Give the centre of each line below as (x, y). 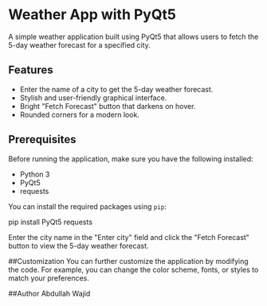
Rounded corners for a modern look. (79, 114)
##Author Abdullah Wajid (49, 293)
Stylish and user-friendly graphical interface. (93, 98)
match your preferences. (49, 278)
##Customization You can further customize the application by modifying (128, 261)
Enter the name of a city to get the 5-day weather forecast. (116, 89)
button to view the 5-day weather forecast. (79, 246)
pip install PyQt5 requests (51, 222)
